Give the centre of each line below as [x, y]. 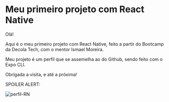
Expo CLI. [15, 64]
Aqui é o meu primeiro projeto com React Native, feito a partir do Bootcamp [85, 44]
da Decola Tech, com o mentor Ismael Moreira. [54, 49]
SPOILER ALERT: [23, 84]
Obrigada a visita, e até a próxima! [41, 74]
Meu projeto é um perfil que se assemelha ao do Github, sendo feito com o [84, 59]
